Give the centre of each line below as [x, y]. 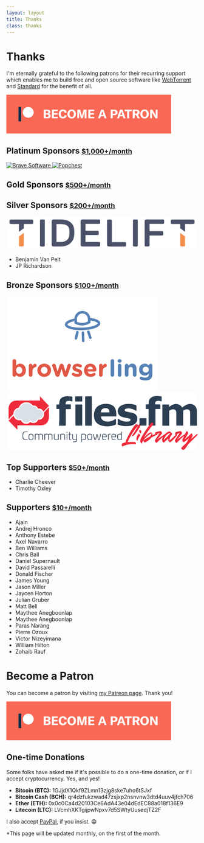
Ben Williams [31, 548]
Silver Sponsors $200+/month [61, 205]
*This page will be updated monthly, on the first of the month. [83, 833]
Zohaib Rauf [30, 651]
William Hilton [32, 645]
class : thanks [24, 26]
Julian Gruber [32, 600]
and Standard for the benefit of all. [49, 86]
